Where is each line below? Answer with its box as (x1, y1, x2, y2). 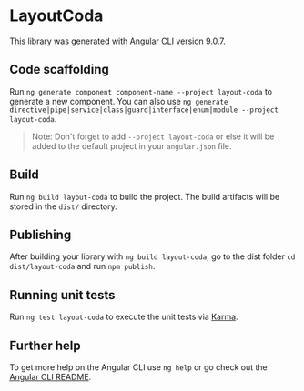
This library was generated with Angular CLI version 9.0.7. (9, 35, 226, 46)
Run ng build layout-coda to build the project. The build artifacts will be (9, 191, 280, 202)
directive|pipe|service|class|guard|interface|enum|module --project (9, 105, 279, 115)
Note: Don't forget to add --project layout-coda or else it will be (31, 131, 275, 142)
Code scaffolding (9, 62, 109, 77)
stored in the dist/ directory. (9, 201, 118, 212)
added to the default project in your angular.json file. (31, 140, 232, 151)
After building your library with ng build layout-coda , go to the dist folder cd (9, 251, 296, 262)
